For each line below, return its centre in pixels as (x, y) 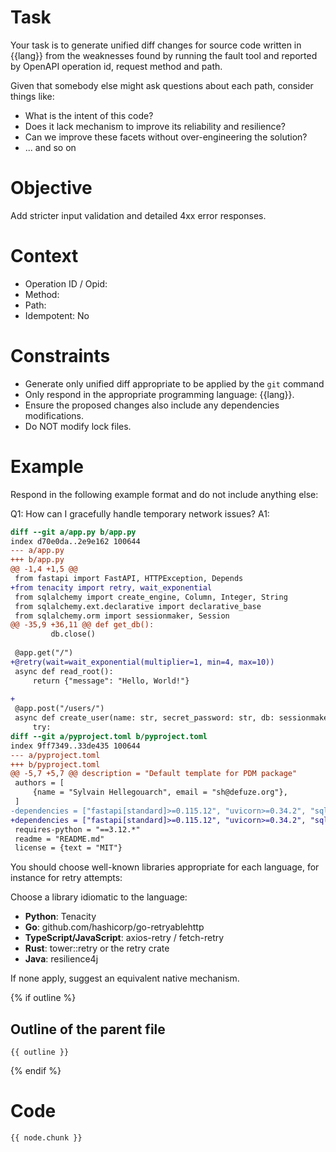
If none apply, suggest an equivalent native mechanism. (125, 978)
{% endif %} (36, 1071)
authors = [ (39, 783)
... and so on (50, 147)
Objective (51, 188)
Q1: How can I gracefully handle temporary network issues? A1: (140, 513)
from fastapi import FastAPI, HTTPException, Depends (129, 579)
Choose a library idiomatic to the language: (99, 897)
